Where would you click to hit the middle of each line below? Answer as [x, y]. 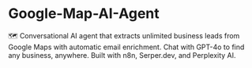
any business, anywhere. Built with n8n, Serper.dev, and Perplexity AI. [122, 55]
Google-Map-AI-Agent [84, 14]
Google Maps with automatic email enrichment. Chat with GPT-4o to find [126, 47]
